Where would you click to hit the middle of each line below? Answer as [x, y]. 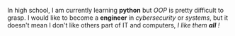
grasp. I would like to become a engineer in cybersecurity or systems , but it [118, 18]
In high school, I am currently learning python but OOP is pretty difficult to [116, 10]
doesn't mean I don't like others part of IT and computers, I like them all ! [114, 25]
